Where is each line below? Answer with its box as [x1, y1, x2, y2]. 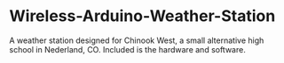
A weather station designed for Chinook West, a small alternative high [9, 35, 264, 45]
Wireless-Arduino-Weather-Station [9, 6, 276, 26]
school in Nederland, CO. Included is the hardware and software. [9, 44, 246, 54]
